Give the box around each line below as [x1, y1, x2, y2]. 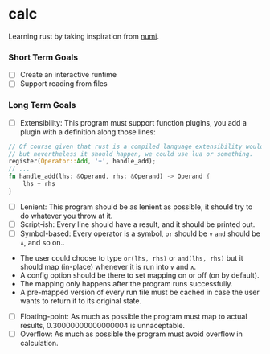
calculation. [19, 339, 59, 348]
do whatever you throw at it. [19, 211, 113, 220]
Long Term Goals [8, 100, 76, 111]
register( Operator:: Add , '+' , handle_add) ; [8, 158, 157, 166]
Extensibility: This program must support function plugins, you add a [19, 117, 247, 127]
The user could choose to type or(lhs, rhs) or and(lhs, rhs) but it [19, 253, 243, 263]
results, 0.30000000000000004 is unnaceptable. [19, 321, 186, 331]
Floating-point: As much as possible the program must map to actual [19, 311, 247, 322]
